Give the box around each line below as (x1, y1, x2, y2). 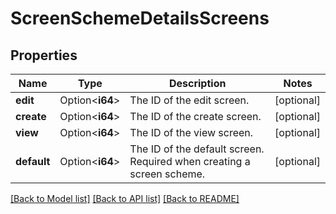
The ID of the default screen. (129, 142, 265, 156)
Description (168, 77, 227, 90)
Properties (10, 47, 78, 64)
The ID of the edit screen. (129, 93, 250, 107)
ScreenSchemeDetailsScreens (10, 7, 270, 30)
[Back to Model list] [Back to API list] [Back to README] (10, 193, 240, 204)
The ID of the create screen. (129, 110, 262, 123)
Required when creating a (129, 155, 251, 168)
